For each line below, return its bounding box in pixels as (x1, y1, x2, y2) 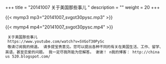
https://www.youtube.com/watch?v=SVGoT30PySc (7, 39, 105, 44)
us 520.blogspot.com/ (5, 54, 51, 59)
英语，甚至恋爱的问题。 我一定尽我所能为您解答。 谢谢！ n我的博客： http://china (5, 49, 160, 54)
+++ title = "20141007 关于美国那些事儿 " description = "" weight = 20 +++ (5, 4, 160, 10)
